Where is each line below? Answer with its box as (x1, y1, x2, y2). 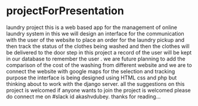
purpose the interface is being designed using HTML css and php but (6, 74, 177, 81)
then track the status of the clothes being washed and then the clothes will (6, 43, 190, 50)
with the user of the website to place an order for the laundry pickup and (6, 36, 185, 43)
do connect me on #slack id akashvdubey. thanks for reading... (6, 93, 161, 100)
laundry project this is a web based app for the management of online (6, 24, 178, 31)
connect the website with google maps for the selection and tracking (6, 68, 175, 75)
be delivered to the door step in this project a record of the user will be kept (6, 49, 192, 56)
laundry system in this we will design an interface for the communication (6, 30, 185, 37)
